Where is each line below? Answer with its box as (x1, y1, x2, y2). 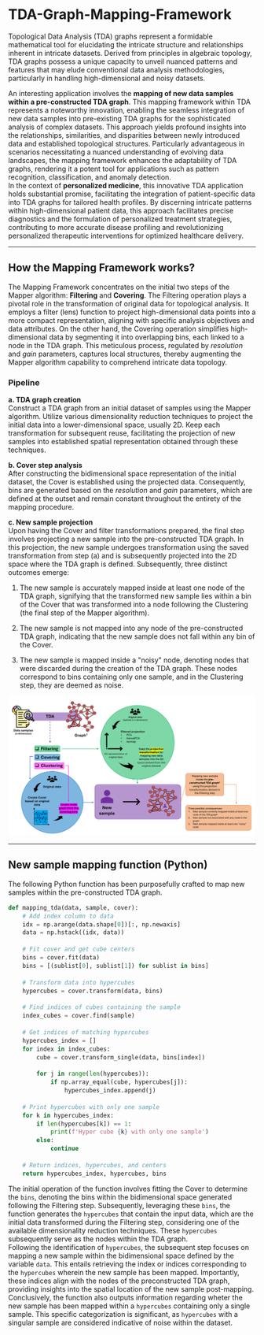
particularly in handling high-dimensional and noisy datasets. (8, 73, 206, 83)
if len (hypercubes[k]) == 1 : (36, 1120, 132, 1128)
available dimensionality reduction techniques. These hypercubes (8, 1226, 218, 1235)
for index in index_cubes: (22, 1045, 111, 1053)
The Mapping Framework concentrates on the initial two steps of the (8, 282, 230, 291)
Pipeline (8, 376, 40, 388)
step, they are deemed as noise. (19, 680, 124, 690)
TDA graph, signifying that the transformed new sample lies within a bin (19, 591, 251, 601)
